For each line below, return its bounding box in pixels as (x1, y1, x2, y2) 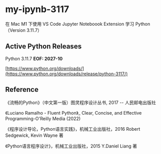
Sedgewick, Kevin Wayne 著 (5, 132, 64, 138)
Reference (5, 85, 39, 94)
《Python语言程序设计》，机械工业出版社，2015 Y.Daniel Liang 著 (5, 143, 137, 149)
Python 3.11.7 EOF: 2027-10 (5, 56, 63, 62)
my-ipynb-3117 (5, 4, 70, 15)
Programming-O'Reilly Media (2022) (5, 115, 81, 122)
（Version (5, 27, 26, 33)
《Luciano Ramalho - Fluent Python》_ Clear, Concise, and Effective (5, 110, 142, 116)
